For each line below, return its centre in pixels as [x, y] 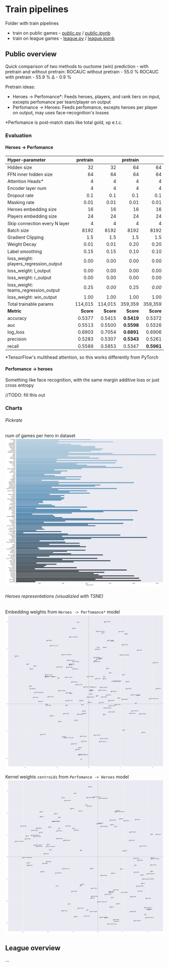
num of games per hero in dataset [40, 436]
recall [13, 346]
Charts [14, 408]
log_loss [16, 332]
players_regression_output [35, 263]
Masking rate [21, 202]
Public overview [31, 54]
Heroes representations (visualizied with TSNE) [54, 596]
